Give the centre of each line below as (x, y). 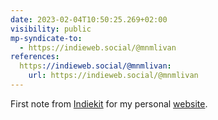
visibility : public (51, 29)
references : (35, 57)
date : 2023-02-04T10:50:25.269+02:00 (89, 19)
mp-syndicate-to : (46, 38)
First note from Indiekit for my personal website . (109, 103)
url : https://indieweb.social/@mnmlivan (113, 76)
